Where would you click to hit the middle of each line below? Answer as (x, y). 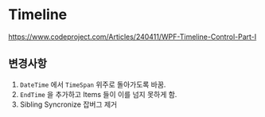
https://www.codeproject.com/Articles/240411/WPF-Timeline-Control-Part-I (132, 37)
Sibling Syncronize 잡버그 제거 (68, 104)
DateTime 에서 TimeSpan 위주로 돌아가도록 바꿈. (93, 84)
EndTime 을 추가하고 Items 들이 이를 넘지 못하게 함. (98, 94)
